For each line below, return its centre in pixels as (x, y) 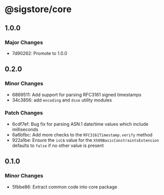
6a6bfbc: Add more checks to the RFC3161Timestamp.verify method (82, 134)
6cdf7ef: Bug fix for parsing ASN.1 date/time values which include (80, 124)
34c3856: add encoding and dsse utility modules (62, 100)
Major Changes (24, 42)
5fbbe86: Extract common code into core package (64, 187)
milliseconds (25, 129)
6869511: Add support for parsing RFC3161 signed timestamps (77, 94)
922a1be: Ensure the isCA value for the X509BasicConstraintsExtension (86, 140)
